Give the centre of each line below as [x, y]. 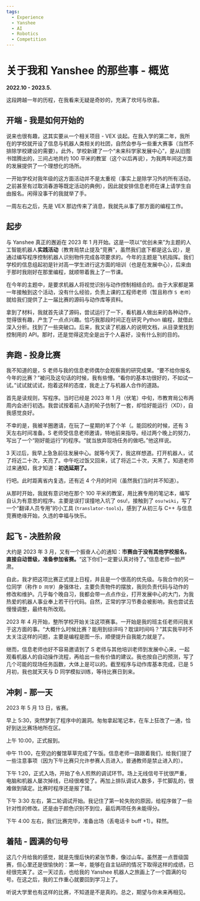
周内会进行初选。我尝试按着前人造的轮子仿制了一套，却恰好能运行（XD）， [97, 405]
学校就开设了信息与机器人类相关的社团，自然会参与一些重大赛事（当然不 [105, 143]
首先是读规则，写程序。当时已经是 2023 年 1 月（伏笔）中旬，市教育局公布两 [100, 398]
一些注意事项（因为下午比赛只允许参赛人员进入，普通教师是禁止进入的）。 [96, 761]
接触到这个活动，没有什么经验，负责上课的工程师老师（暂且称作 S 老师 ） [104, 292]
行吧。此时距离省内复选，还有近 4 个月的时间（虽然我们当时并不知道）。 [94, 481]
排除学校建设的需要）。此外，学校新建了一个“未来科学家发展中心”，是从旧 [96, 151]
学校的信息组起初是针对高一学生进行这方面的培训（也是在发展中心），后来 [96, 264]
